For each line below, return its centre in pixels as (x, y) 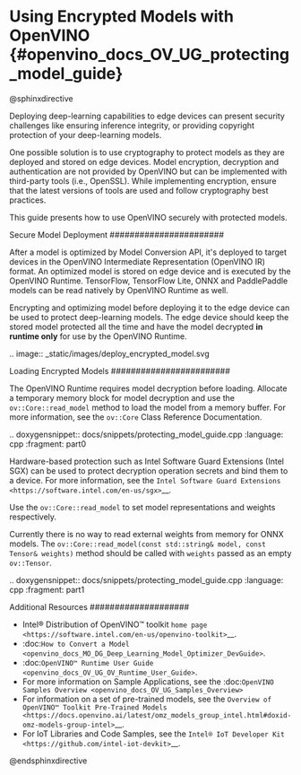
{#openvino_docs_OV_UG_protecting (150, 55)
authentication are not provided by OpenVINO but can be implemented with (148, 171)
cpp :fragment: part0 (48, 444)
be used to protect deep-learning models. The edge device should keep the (149, 317)
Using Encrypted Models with (122, 17)
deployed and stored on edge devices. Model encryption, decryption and (144, 161)
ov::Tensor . (30, 562)
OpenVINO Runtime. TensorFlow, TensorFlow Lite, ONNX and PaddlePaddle (149, 281)
